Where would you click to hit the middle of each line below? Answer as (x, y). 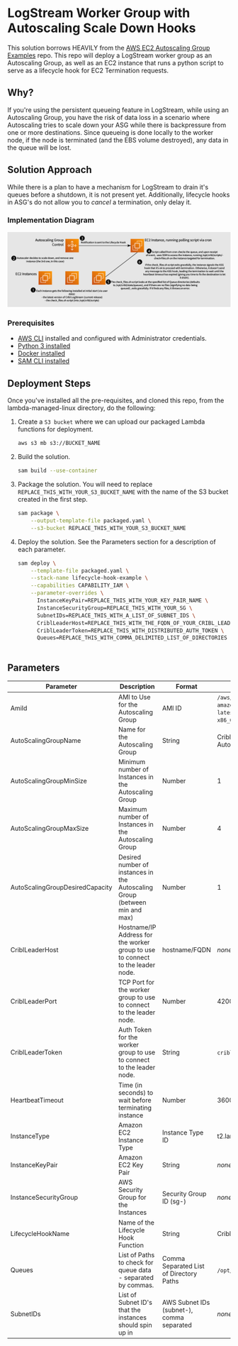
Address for (135, 934)
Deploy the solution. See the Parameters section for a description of (117, 541)
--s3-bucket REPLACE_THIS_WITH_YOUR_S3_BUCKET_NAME (108, 528)
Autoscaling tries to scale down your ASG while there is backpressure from (117, 125)
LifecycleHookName (40, 1234)
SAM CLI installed (43, 361)
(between (132, 902)
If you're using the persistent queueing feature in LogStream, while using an (118, 110)
